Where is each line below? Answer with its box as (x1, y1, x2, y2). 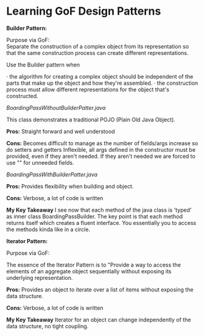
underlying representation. (6, 274, 73, 281)
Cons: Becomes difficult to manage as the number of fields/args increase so (6, 139, 199, 147)
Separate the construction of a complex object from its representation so (6, 43, 189, 50)
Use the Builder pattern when (6, 61, 80, 68)
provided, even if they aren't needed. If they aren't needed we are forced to (6, 152, 196, 160)
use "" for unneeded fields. (6, 159, 74, 166)
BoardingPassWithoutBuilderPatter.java (6, 104, 106, 111)
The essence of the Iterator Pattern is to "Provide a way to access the (6, 261, 181, 268)
